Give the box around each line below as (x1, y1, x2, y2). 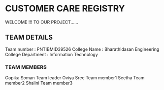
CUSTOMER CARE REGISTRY (5, 3, 125, 14)
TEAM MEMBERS (5, 64, 47, 70)
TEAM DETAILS (5, 33, 53, 42)
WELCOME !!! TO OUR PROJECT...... (5, 19, 79, 25)
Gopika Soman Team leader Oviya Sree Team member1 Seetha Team (5, 75, 145, 81)
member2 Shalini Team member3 (5, 80, 73, 86)
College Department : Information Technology (5, 51, 98, 57)
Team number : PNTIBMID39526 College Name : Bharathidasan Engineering (5, 46, 160, 52)
